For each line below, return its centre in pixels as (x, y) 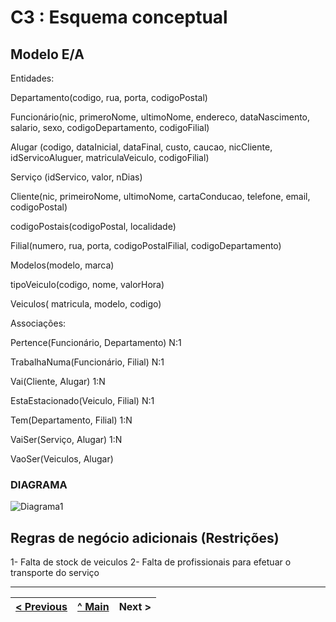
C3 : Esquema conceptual (119, 17)
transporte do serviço (55, 573)
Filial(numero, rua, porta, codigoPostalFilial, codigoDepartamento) (146, 245)
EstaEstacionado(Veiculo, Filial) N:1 (82, 400)
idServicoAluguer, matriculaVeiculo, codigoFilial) (110, 157)
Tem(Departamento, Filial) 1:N (71, 420)
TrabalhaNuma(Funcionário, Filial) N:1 (87, 362)
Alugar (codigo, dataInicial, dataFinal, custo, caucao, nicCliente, (141, 147)
